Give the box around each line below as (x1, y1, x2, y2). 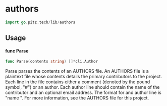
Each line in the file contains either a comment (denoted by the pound (5, 79, 150, 85)
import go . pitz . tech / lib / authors (5, 20, 76, 25)
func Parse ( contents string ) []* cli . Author (5, 59, 98, 64)
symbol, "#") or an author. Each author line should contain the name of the (5, 84, 160, 90)
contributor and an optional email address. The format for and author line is (5, 89, 161, 96)
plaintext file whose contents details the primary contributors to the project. (5, 74, 162, 80)
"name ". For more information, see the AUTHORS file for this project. (5, 95, 149, 101)
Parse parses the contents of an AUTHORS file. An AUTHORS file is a (5, 68, 149, 74)
